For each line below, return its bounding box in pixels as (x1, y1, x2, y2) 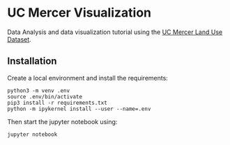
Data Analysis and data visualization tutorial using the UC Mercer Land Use (7, 28, 223, 36)
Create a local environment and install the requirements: (7, 74, 169, 82)
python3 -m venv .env (7, 87, 70, 94)
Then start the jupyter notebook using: (7, 117, 118, 126)
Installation (7, 56, 57, 67)
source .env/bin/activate (7, 93, 82, 100)
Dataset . (7, 35, 31, 43)
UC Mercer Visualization (7, 5, 152, 21)
